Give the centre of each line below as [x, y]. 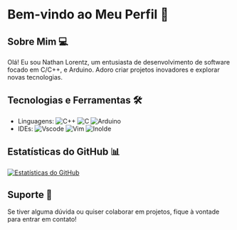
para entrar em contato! [42, 219]
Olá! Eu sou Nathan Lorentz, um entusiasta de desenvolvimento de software [118, 62]
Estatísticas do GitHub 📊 [64, 152]
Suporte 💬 [30, 195]
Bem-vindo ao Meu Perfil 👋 [88, 15]
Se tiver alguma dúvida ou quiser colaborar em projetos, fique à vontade [114, 212]
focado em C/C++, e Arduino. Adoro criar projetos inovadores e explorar [114, 70]
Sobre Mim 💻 [38, 42]
